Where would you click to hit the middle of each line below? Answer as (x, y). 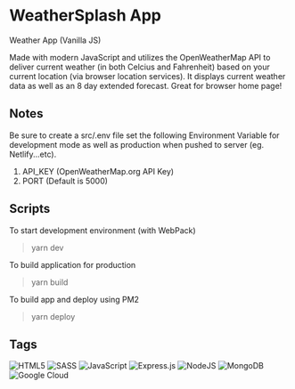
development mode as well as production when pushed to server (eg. (137, 144)
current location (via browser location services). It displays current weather (147, 76)
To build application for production (73, 264)
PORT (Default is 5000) (65, 181)
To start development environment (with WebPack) (102, 230)
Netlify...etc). (33, 154)
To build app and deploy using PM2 (74, 299)
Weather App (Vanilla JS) (55, 40)
